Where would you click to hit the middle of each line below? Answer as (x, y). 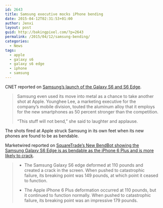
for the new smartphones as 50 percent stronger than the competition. (88, 112)
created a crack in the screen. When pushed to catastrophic (84, 170)
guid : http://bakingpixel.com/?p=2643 (44, 32)
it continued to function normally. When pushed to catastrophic (88, 195)
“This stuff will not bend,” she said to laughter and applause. (77, 121)
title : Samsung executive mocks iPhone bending (54, 14)
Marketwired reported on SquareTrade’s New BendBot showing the (72, 145)
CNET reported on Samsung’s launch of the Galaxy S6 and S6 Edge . (73, 87)
